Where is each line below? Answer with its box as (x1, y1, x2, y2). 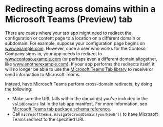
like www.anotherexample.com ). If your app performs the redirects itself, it (5, 61, 155, 67)
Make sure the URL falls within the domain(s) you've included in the (12, 95, 148, 101)
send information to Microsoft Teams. (5, 71, 81, 77)
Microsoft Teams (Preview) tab (5, 14, 133, 25)
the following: (5, 86, 33, 92)
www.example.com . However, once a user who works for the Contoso (5, 45, 146, 51)
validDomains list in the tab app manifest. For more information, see (12, 101, 147, 106)
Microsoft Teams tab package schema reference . (12, 106, 111, 112)
